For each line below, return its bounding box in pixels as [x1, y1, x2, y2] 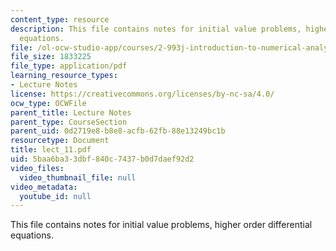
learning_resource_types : [10, 71, 118, 81]
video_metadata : [10, 182, 78, 192]
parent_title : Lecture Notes [10, 107, 132, 118]
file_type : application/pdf [10, 61, 128, 71]
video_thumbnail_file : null [19, 172, 137, 183]
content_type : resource [10, 14, 110, 25]
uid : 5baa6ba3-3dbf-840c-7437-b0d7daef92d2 [10, 154, 195, 164]
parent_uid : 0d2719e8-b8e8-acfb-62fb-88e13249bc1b [10, 126, 226, 136]
